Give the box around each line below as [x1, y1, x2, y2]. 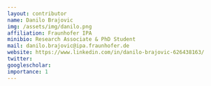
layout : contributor [7, 10, 68, 17]
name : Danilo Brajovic [7, 17, 73, 24]
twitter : [7, 55, 33, 62]
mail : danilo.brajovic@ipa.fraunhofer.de [7, 42, 130, 49]
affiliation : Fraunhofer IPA [7, 29, 92, 37]
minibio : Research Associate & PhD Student [7, 36, 136, 43]
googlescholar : [7, 62, 52, 69]
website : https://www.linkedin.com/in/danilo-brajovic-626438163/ [7, 49, 205, 56]
